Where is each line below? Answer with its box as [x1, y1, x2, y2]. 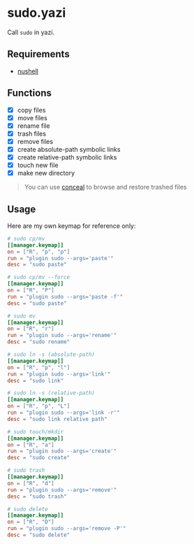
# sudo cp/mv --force [7, 274, 70, 281]
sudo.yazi [7, 5, 66, 21]
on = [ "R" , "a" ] [7, 441, 54, 448]
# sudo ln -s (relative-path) [7, 389, 96, 396]
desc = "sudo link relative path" [7, 415, 108, 422]
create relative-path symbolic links [17, 152, 117, 162]
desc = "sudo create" [7, 454, 70, 461]
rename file [17, 121, 50, 130]
